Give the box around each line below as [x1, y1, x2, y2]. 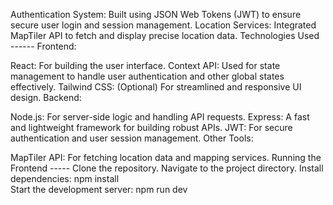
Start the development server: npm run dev [10, 184, 188, 195]
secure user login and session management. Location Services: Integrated [10, 19, 317, 31]
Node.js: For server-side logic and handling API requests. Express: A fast [10, 111, 310, 123]
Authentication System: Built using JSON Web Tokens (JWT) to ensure [10, 9, 302, 20]
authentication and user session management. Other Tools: [10, 132, 254, 144]
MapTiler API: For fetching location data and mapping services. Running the [10, 152, 322, 163]
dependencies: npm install [10, 173, 120, 184]
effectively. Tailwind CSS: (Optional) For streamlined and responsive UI [10, 81, 302, 93]
